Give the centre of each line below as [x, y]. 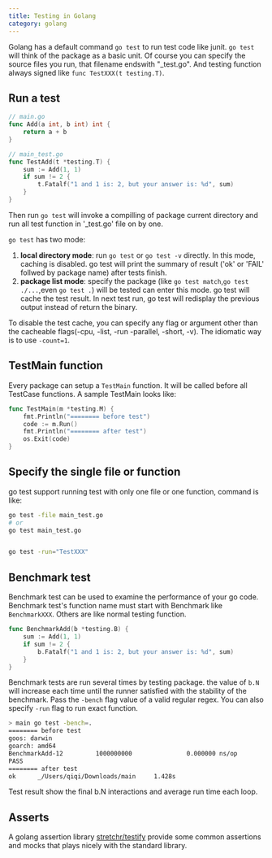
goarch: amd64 [32, 746]
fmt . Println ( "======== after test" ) [85, 432]
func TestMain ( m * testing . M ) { [61, 409]
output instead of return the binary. [79, 307]
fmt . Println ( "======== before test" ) [87, 416]
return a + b [45, 132]
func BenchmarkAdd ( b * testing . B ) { [69, 629]
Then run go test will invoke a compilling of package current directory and [133, 215]
